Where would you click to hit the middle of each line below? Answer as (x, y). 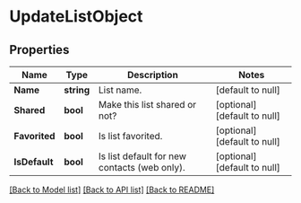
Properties (39, 50)
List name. (120, 90)
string (77, 90)
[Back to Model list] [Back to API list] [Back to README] (112, 190)
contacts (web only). (142, 168)
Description (153, 75)
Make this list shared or (147, 105)
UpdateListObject (76, 17)
